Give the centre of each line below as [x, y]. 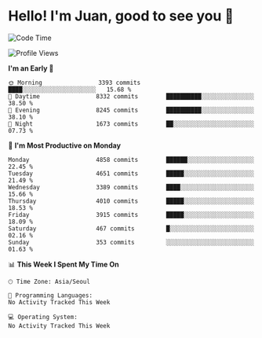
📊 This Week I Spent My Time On [64, 264]
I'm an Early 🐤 [31, 68]
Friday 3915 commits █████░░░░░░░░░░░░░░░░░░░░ [131, 215]
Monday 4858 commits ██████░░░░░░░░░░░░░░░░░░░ [131, 160]
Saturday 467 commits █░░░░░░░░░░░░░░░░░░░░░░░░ [131, 228]
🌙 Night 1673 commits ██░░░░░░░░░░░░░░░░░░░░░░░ [131, 124]
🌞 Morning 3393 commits [75, 83]
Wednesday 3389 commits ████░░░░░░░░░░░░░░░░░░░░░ [131, 187]
